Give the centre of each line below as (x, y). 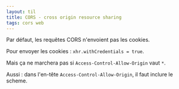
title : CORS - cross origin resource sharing (64, 17)
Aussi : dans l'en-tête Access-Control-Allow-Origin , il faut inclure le (90, 75)
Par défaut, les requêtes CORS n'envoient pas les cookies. (78, 40)
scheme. (17, 81)
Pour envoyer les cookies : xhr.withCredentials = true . (75, 51)
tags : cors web (25, 23)
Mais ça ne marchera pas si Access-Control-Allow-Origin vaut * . (86, 63)
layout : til (21, 12)
